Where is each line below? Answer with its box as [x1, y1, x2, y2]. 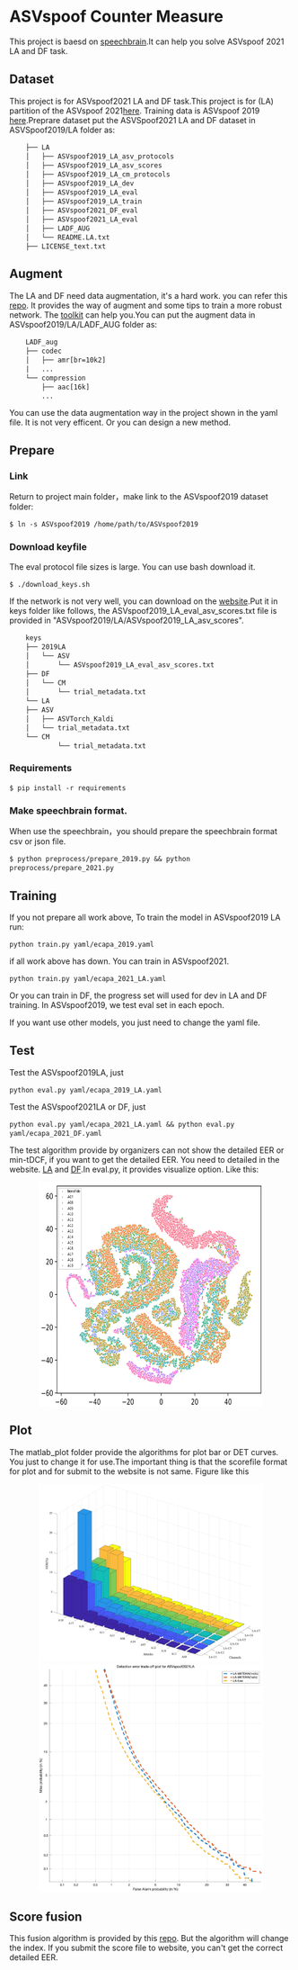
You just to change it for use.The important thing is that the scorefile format [9, 1456, 288, 1467]
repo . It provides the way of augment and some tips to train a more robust [9, 300, 283, 310]
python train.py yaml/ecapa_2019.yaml [9, 940, 154, 949]
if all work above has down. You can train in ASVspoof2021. [9, 956, 230, 967]
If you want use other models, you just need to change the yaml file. [9, 1017, 260, 1028]
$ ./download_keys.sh [9, 580, 91, 589]
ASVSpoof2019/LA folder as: [9, 124, 115, 135]
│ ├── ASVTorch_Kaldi [25, 714, 115, 724]
